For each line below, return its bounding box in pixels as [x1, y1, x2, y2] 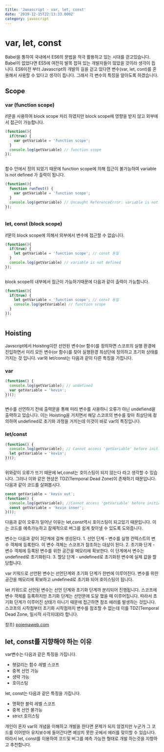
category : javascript [5, 16, 49, 21]
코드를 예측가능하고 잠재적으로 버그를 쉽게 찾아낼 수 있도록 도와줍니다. [10, 525, 143, 531]
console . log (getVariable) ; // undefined [9, 383, 93, 388]
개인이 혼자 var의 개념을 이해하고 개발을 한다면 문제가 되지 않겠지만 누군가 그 [5, 724, 151, 730]
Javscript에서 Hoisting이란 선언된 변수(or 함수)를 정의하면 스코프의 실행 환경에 [5, 343, 156, 348]
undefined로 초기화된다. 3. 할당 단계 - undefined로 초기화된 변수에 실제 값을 [5, 554, 152, 560]
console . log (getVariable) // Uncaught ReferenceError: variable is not [9, 200, 159, 205]
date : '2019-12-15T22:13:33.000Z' [5, 12, 76, 17]
